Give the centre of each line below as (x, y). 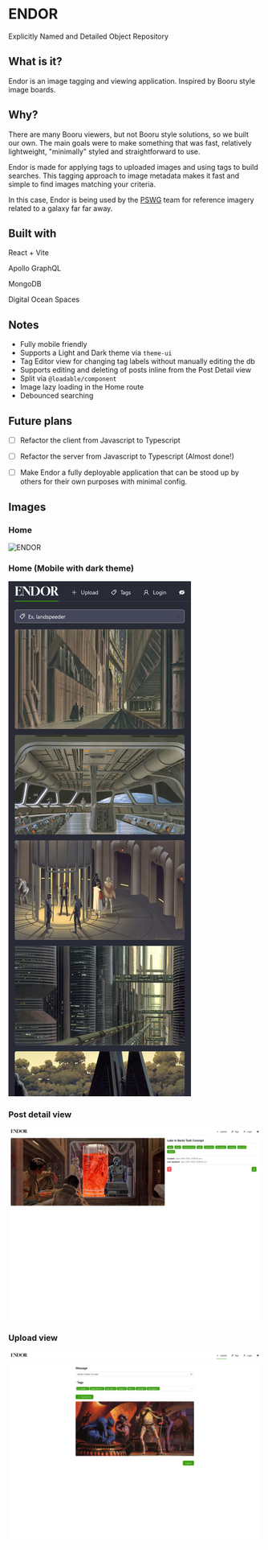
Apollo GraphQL (35, 268)
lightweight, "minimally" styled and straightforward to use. (104, 151)
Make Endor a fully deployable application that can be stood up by (129, 472)
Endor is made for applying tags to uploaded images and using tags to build (133, 167)
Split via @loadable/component (68, 378)
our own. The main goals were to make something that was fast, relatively (130, 142)
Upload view (33, 1338)
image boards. (32, 89)
